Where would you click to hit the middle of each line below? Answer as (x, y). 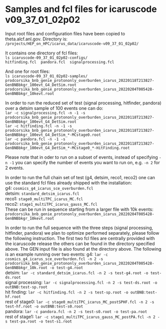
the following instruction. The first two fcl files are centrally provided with (80, 238)
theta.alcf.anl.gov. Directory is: (37, 39)
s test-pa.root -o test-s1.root (39, 321)
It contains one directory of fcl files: (41, 53)
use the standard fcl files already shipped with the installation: (69, 183)
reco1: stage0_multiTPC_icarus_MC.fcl (44, 199)
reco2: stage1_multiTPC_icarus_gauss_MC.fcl (51, 204)
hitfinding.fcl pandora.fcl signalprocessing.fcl (60, 62)
